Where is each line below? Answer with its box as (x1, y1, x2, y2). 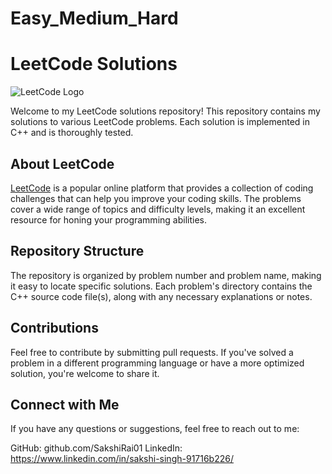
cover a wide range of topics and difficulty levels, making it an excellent (10, 203, 306, 215)
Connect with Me (10, 396, 120, 413)
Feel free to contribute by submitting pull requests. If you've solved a (10, 346, 294, 358)
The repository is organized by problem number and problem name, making (10, 269, 322, 281)
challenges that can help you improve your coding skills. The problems (10, 192, 302, 204)
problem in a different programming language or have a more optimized (10, 357, 305, 369)
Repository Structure (10, 243, 145, 260)
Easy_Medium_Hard (10, 7, 179, 30)
